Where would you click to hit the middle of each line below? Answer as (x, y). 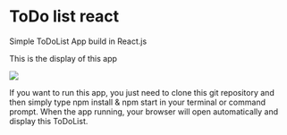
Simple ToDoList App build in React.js (78, 41)
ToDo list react (64, 17)
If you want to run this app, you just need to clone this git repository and (142, 92)
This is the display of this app (63, 58)
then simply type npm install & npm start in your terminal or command (138, 102)
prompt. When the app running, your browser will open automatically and (144, 111)
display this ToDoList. (49, 121)
